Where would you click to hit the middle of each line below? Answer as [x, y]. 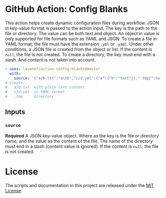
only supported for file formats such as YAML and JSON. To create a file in [81, 39]
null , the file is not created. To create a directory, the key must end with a [80, 54]
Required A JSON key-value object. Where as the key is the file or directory [82, 135]
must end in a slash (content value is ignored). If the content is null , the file [82, 146]
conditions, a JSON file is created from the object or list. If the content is [79, 49]
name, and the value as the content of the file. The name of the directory [79, 141]
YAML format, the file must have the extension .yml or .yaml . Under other [80, 44]
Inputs [15, 112]
